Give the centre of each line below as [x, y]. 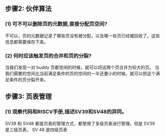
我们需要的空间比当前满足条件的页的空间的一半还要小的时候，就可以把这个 [80, 73]
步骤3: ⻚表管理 [28, 96]
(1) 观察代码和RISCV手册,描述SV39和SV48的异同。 [66, 112]
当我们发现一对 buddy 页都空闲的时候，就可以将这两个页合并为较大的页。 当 [82, 67]
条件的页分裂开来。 [28, 80]
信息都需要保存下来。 [27, 42]
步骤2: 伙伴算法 [28, 9]
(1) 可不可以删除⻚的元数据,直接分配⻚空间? [56, 24]
